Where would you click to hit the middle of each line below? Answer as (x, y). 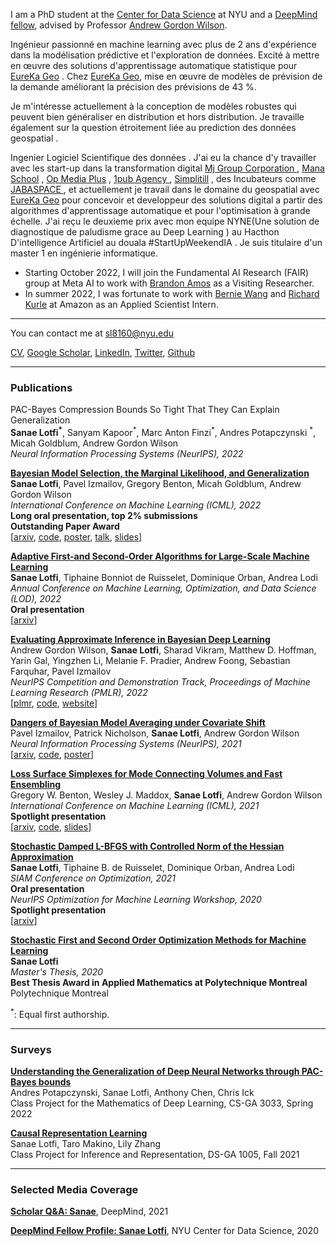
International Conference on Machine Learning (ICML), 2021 (135, 805)
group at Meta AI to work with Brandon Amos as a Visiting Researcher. (169, 283)
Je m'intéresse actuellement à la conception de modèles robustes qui (153, 106)
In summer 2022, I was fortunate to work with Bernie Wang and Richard (172, 293)
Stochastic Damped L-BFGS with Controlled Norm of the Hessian (147, 846)
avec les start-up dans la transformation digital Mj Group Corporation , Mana (167, 168)
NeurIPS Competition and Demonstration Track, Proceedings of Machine (160, 681)
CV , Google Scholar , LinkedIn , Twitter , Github (102, 352)
